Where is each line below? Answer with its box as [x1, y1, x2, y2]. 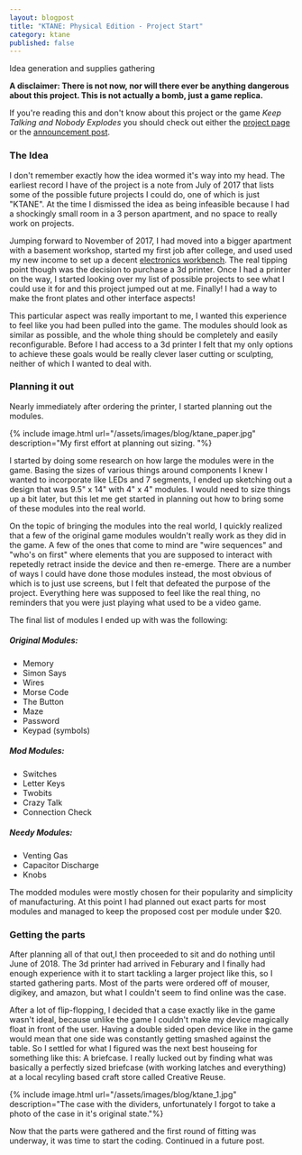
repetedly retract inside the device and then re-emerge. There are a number [9, 558, 291, 569]
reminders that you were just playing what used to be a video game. [9, 597, 261, 608]
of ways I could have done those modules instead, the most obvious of [9, 568, 272, 579]
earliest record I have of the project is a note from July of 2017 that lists [9, 179, 275, 190]
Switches [22, 768, 57, 779]
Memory [22, 657, 54, 668]
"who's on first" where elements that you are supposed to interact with [9, 549, 273, 560]
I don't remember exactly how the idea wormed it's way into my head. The [9, 170, 286, 180]
